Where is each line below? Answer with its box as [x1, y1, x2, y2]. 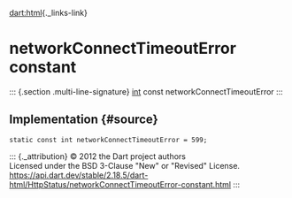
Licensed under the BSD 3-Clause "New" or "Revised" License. [9, 160, 241, 171]
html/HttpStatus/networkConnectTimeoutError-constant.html [9, 179, 232, 189]
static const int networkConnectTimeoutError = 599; [9, 135, 208, 144]
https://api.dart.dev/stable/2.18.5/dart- [9, 170, 149, 180]
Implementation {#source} [9, 112, 159, 127]
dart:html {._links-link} [9, 8, 88, 18]
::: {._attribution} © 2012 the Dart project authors [9, 150, 186, 162]
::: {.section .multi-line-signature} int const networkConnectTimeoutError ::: [9, 86, 283, 96]
